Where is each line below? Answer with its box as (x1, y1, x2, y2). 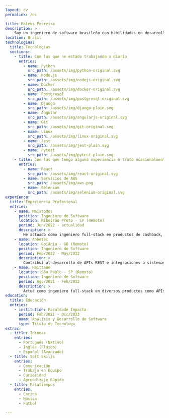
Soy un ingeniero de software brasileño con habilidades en (14, 31, 143, 36)
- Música (18, 396, 37, 401)
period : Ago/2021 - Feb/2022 (18, 279, 80, 284)
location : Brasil (5, 35, 42, 40)
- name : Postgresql (23, 91, 64, 96)
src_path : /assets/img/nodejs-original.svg (27, 78, 121, 83)
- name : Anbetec (14, 236, 49, 242)
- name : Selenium (23, 185, 59, 191)
